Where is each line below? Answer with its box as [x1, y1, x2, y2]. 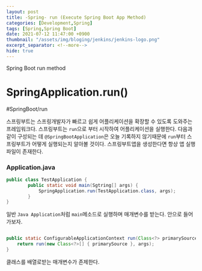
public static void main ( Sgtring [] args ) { [28, 182, 138, 188]
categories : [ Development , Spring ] [6, 20, 93, 26]
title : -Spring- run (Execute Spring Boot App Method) [6, 14, 147, 20]
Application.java [6, 163, 55, 171]
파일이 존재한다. [6, 148, 44, 155]
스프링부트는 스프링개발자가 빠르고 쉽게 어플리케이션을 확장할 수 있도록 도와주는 [6, 118, 193, 125]
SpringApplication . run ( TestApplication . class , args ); [38, 187, 176, 194]
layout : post [6, 8, 39, 15]
